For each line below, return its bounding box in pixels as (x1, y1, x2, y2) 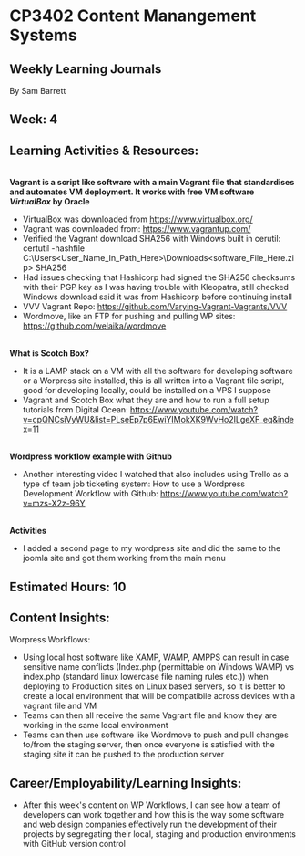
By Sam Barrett (9, 86, 66, 96)
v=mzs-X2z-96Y (22, 498, 86, 509)
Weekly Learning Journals (9, 61, 162, 77)
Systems (9, 25, 77, 46)
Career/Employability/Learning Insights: (9, 775, 242, 790)
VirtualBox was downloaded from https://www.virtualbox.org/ (22, 214, 253, 224)
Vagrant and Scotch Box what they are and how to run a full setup (22, 394, 270, 406)
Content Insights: (9, 610, 111, 625)
